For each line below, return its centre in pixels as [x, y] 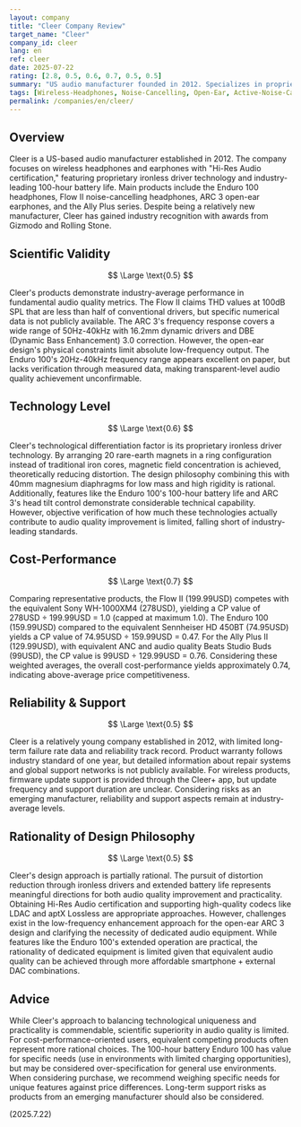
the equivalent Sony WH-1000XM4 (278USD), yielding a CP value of [135, 608]
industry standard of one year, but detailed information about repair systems [150, 761]
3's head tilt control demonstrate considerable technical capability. [133, 502]
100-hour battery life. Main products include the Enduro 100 [149, 187]
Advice [30, 999]
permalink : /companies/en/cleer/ [72, 101]
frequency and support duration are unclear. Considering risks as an [135, 789]
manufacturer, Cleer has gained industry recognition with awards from [139, 216]
